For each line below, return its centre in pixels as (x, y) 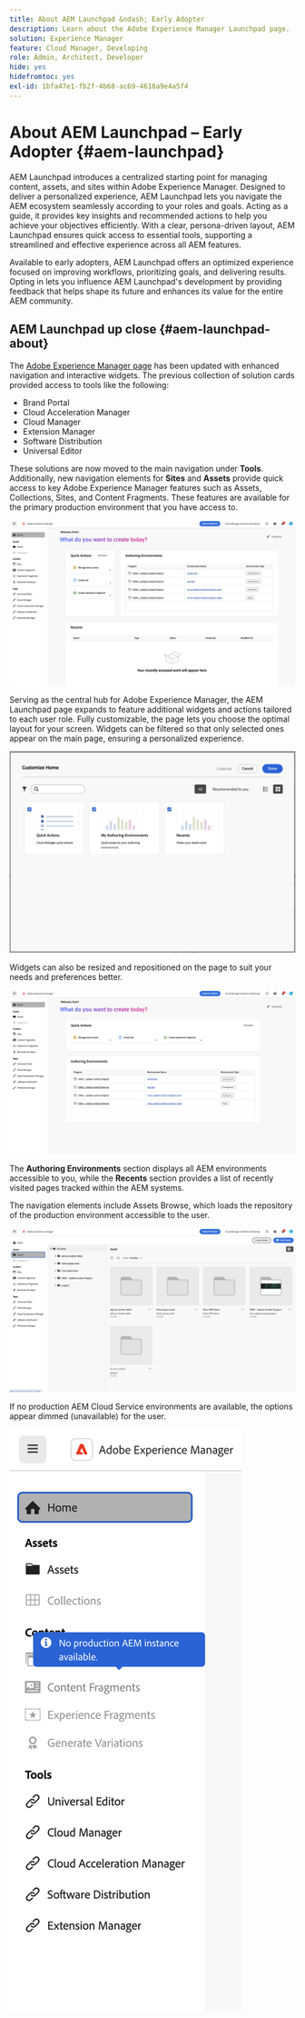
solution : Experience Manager (67, 38)
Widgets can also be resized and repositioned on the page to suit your (141, 967)
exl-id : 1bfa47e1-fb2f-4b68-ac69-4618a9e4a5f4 (99, 86)
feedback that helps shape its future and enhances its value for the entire (147, 291)
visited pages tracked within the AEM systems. (97, 1187)
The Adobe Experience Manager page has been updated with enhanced (144, 365)
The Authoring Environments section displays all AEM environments (138, 1168)
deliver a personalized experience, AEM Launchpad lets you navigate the (146, 196)
